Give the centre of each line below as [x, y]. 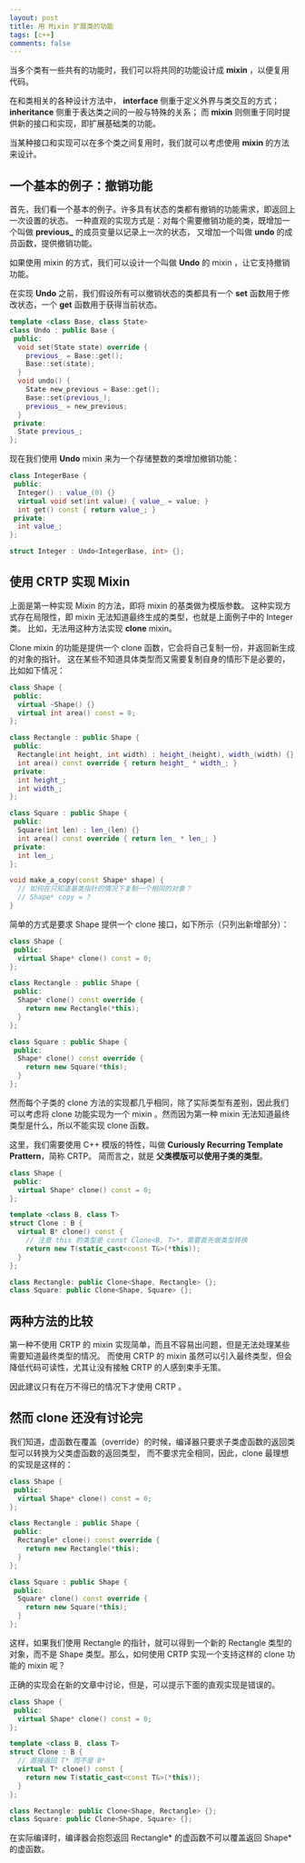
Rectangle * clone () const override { [89, 1540]
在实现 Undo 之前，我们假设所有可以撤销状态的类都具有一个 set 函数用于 [146, 294]
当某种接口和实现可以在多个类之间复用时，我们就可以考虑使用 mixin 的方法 [150, 143]
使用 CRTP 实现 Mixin [70, 582]
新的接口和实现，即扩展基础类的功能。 [89, 124]
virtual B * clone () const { [71, 1232]
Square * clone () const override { [83, 1599]
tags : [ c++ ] [32, 35]
